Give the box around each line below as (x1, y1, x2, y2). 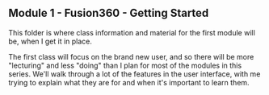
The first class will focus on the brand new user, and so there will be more (8, 52, 254, 61)
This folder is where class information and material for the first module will (8, 27, 256, 37)
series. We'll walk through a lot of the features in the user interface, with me (8, 68, 261, 79)
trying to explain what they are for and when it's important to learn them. (8, 77, 250, 87)
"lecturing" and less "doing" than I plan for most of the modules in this (8, 60, 242, 70)
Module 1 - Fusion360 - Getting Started (8, 6, 209, 20)
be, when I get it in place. (8, 36, 93, 46)
